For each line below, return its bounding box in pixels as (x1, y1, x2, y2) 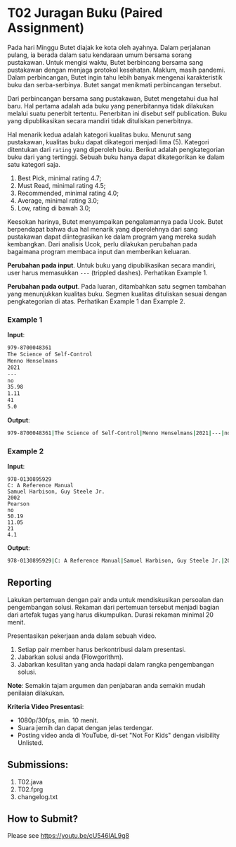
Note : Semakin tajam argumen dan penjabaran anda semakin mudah (7, 681, 206, 689)
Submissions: (7, 759, 69, 771)
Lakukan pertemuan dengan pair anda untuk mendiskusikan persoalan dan (7, 595, 223, 603)
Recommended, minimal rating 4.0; (17, 189, 119, 197)
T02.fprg (17, 785, 44, 793)
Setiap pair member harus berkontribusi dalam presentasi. (17, 645, 186, 653)
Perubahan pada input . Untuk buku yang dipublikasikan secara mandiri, (7, 261, 216, 269)
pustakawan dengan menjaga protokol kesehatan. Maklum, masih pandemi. (7, 65, 226, 74)
